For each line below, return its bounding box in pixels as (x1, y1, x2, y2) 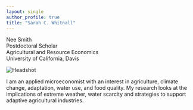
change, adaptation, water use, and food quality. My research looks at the (6, 84, 188, 92)
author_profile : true (6, 14, 60, 20)
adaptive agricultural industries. (6, 97, 84, 104)
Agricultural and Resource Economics (6, 49, 99, 56)
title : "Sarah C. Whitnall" (6, 20, 76, 26)
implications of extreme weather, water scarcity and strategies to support (6, 90, 186, 98)
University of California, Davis (6, 55, 79, 62)
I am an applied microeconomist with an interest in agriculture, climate (6, 78, 179, 85)
